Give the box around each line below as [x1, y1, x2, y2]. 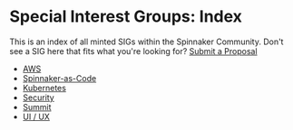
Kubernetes [22, 82, 66, 93]
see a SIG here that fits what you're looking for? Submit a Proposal [9, 45, 258, 56]
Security [22, 92, 54, 103]
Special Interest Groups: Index [9, 6, 243, 27]
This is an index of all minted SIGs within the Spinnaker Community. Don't [9, 36, 284, 47]
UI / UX [22, 111, 50, 122]
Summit [22, 101, 52, 112]
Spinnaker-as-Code [22, 72, 97, 83]
